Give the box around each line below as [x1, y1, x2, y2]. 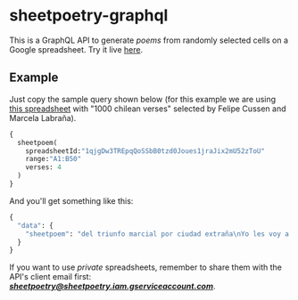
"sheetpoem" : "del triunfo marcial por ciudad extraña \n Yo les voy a [25, 229, 290, 239]
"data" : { [17, 221, 54, 230]
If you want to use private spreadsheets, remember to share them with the [9, 262, 283, 272]
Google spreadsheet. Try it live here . [9, 44, 144, 54]
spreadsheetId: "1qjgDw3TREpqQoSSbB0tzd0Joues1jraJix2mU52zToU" [25, 146, 266, 156]
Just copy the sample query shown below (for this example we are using [9, 93, 277, 104]
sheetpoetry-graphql [9, 5, 169, 26]
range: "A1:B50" [25, 155, 82, 164]
